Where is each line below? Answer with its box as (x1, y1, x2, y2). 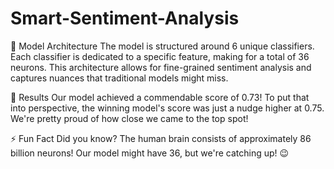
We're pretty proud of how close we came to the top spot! (10, 112, 249, 124)
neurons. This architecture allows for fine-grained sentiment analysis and (10, 61, 312, 73)
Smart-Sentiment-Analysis (10, 7, 240, 30)
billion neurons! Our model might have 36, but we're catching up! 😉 (10, 147, 290, 159)
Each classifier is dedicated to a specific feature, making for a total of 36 (10, 50, 310, 62)
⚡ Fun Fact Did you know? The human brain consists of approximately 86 (10, 132, 312, 144)
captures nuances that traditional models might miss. (10, 72, 229, 84)
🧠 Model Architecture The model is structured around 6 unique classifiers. (10, 40, 315, 52)
